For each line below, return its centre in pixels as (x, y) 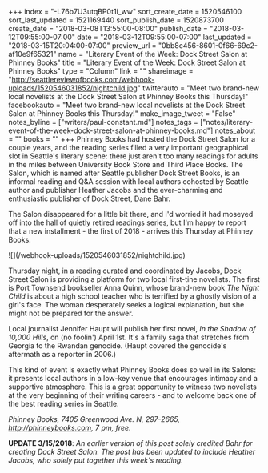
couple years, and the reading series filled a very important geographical (128, 148)
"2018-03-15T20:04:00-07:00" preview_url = (83, 46)
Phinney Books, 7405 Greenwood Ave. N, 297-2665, (94, 419)
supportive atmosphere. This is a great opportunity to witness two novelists (133, 387)
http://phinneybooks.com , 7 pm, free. (70, 428)
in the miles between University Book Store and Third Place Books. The (126, 164)
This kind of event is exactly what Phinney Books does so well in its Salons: (132, 370)
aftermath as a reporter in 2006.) (62, 354)
